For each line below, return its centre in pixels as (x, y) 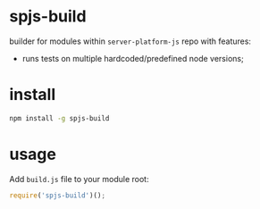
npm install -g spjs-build (59, 118)
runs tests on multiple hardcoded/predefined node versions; (133, 58)
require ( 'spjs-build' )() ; (57, 195)
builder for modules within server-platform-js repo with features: (130, 41)
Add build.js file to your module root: (79, 179)
